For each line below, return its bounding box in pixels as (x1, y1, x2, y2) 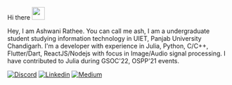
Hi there (7, 13, 30, 21)
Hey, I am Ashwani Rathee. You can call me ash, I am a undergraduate (7, 27, 210, 35)
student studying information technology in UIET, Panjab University (7, 34, 202, 42)
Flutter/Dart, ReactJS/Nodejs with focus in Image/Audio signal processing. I (7, 49, 226, 58)
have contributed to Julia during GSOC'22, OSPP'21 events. (7, 57, 180, 65)
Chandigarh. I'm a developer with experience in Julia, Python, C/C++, (7, 42, 209, 50)
